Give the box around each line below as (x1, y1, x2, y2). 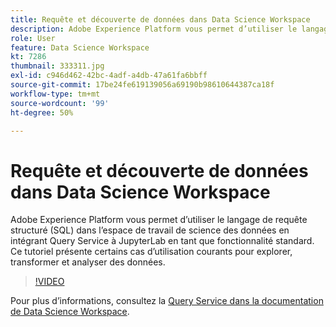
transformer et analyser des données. (10, 256, 166, 268)
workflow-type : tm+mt (10, 89, 101, 99)
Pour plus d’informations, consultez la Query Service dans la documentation (10, 295, 324, 307)
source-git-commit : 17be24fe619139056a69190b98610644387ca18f (10, 80, 275, 90)
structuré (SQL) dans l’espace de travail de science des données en (10, 224, 290, 236)
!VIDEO (34, 276, 65, 288)
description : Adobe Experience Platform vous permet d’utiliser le (10, 24, 298, 34)
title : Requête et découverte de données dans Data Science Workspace (10, 14, 311, 25)
